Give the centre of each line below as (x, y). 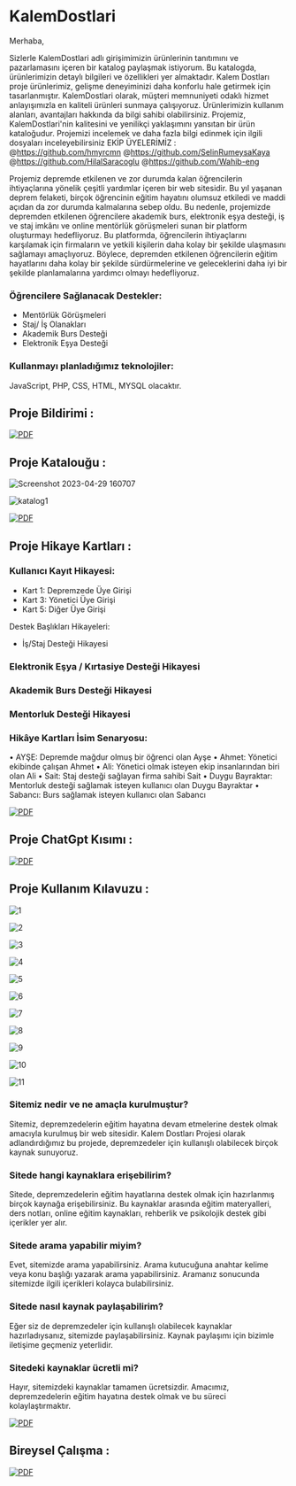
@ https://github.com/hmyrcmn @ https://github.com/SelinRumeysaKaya (140, 151)
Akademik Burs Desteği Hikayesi (80, 690)
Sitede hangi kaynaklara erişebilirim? (91, 1175)
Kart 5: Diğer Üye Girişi (64, 609)
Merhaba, (27, 41)
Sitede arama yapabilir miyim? (76, 1246)
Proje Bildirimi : (52, 413)
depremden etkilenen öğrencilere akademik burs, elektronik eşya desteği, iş (147, 216)
